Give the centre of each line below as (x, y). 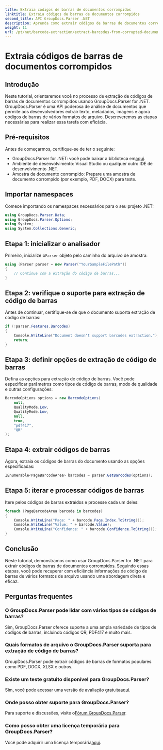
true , (19, 421)
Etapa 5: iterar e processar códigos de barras (75, 491)
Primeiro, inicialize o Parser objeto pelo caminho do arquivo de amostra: (76, 255)
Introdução (22, 84)
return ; (21, 340)
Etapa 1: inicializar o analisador (53, 244)
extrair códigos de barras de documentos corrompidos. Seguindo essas (77, 566)
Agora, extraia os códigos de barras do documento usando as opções (75, 461)
